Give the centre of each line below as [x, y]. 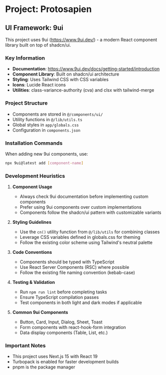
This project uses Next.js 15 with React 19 [55, 356]
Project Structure [26, 103]
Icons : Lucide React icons [39, 85]
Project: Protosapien [49, 9]
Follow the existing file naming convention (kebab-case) [78, 273]
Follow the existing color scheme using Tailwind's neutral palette [86, 243]
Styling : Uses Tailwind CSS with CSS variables [60, 80]
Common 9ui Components [40, 312]
